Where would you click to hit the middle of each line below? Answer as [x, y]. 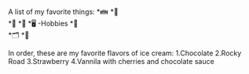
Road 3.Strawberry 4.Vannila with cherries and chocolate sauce [111, 61]
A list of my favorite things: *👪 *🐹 [64, 12]
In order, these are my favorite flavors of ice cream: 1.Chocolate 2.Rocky [125, 53]
